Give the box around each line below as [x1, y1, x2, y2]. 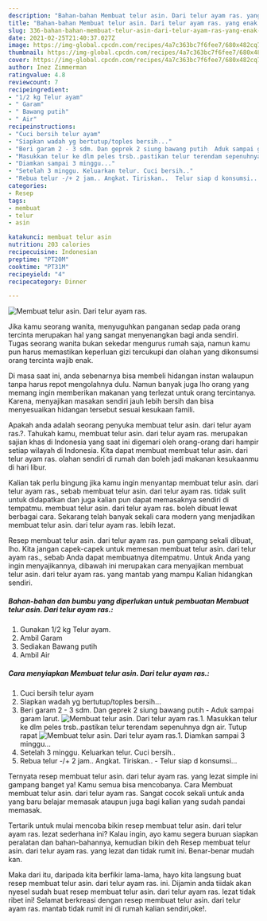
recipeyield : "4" [8, 270, 66, 279]
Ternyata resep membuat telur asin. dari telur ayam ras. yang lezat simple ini [8, 771, 258, 781]
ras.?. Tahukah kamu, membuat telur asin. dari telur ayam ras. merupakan [8, 429, 249, 439]
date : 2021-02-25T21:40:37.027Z [8, 33, 115, 42]
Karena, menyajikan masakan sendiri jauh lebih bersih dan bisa [8, 396, 215, 406]
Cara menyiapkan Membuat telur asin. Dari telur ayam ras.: [8, 668, 210, 677]
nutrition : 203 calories [8, 240, 91, 249]
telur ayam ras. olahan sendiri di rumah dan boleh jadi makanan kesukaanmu [8, 455, 259, 464]
